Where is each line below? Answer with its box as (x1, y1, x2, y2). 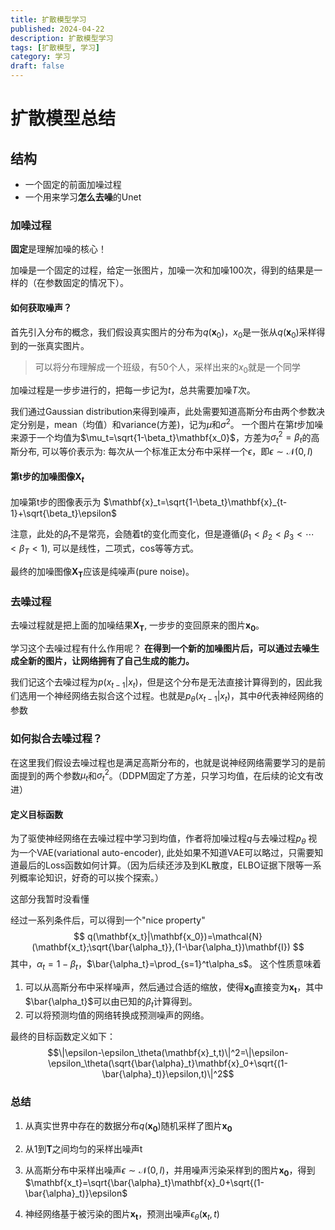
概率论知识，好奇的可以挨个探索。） (18, 872, 164, 884)
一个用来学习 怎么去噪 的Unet (24, 191, 142, 203)
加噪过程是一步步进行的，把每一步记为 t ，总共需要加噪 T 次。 (10, 384, 256, 396)
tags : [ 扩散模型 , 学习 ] (10, 42, 101, 53)
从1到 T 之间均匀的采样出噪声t (24, 1142, 143, 1155)
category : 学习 (10, 52, 71, 62)
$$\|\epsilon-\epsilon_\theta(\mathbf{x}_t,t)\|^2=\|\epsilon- (47, 1047, 289, 1059)
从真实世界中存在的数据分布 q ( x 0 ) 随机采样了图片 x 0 (24, 1119, 233, 1134)
